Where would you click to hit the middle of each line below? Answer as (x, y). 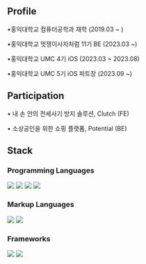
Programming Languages (51, 170)
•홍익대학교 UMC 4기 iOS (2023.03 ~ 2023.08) (74, 59)
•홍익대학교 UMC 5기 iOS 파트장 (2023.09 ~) (70, 73)
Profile (22, 11)
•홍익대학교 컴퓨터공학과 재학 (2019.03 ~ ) (65, 29)
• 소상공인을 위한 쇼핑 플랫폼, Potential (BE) (67, 128)
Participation (36, 96)
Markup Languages (41, 205)
